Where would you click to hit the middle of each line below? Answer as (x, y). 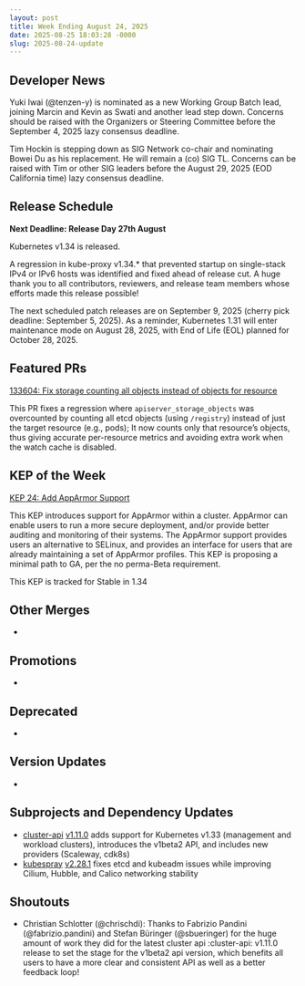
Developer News (57, 80)
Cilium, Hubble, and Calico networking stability (110, 873)
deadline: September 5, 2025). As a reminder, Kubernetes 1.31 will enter (143, 320)
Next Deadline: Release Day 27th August (88, 228)
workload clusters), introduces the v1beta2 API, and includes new (145, 844)
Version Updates (58, 762)
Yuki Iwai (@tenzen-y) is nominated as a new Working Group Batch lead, (146, 102)
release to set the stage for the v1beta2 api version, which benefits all (153, 953)
